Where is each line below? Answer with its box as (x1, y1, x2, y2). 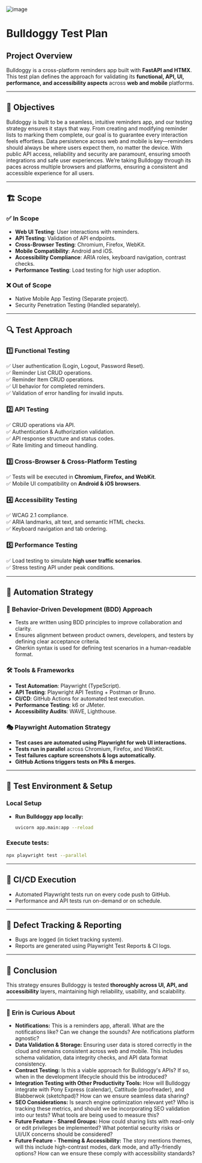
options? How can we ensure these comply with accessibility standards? (14, 1150, 195, 1157)
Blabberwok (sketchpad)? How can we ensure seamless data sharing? (14, 1092, 189, 1100)
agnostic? (14, 1035, 40, 1042)
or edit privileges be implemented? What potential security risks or (14, 1125, 180, 1132)
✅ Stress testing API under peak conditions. (6, 563, 115, 571)
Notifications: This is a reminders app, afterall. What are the (14, 1022, 165, 1030)
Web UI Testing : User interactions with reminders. (14, 228, 139, 235)
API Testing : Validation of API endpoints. (14, 235, 116, 242)
